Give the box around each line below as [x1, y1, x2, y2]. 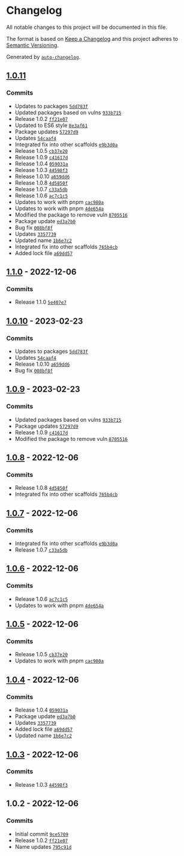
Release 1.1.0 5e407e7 [14, 298, 67, 306]
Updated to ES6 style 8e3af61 [14, 122, 88, 129]
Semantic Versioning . [6, 42, 59, 49]
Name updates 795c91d [14, 843, 72, 850]
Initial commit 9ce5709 [14, 830, 69, 837]
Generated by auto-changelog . [6, 53, 81, 60]
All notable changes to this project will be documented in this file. [6, 23, 168, 31]
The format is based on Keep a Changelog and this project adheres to [6, 35, 179, 42]
